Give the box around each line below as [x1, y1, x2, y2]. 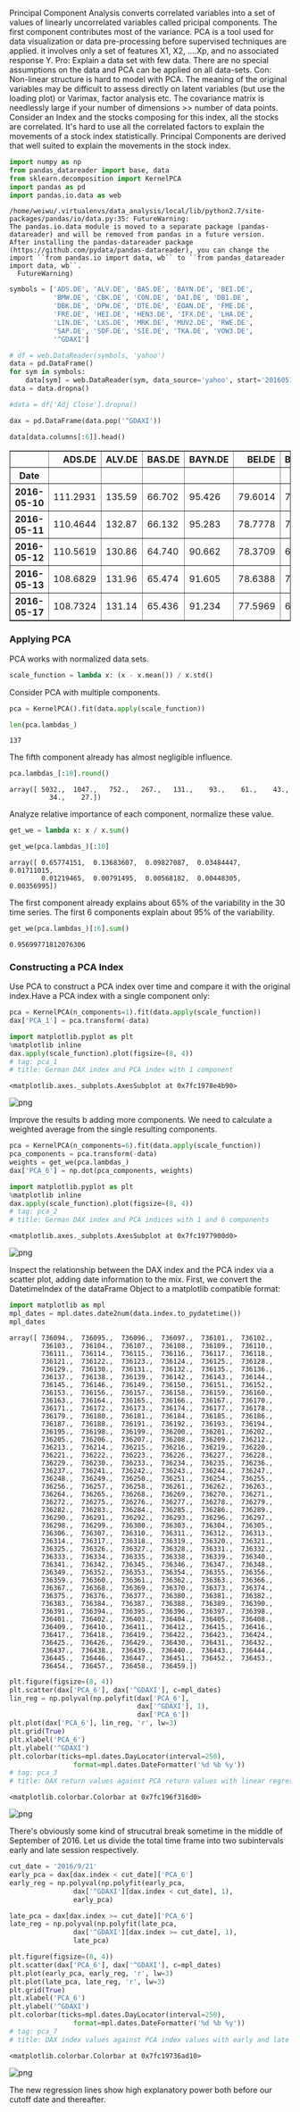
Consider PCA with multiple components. [9, 686, 161, 697]
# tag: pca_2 [9, 1207, 58, 1217]
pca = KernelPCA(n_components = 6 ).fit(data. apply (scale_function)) [9, 1142, 262, 1151]
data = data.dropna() [9, 384, 90, 393]
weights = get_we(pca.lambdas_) [9, 1158, 129, 1168]
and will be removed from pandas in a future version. [56, 230, 266, 239]
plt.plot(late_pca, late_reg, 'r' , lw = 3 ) [9, 1977, 166, 1986]
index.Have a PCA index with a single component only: [9, 991, 210, 1002]
